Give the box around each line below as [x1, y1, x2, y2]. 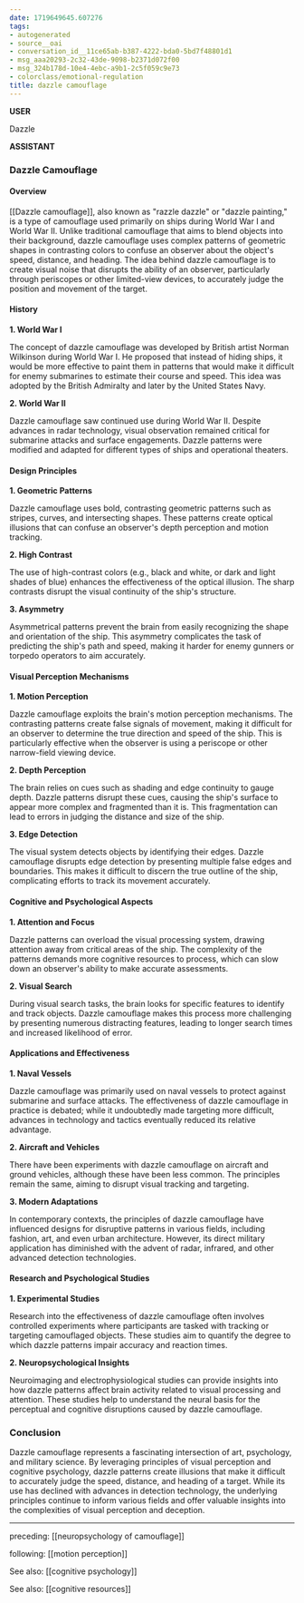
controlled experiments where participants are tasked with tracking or [9, 1320, 270, 1331]
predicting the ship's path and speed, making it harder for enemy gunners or [9, 640, 294, 651]
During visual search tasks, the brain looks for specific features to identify [9, 998, 285, 1009]
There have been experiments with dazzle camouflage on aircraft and [9, 1158, 269, 1170]
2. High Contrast [9, 550, 72, 561]
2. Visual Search [9, 981, 72, 992]
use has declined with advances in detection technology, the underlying [9, 1485, 278, 1497]
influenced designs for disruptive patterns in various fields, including [9, 1223, 265, 1234]
